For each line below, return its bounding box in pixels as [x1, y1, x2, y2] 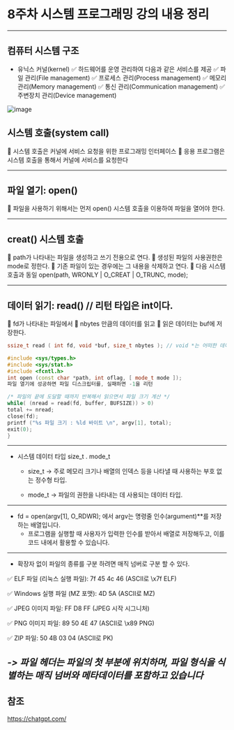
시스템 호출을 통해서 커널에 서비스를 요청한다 [7, 155, 129, 164]
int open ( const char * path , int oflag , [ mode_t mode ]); [7, 374, 182, 381]
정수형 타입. [35, 476, 68, 484]
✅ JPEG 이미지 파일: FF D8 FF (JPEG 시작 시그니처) [7, 604, 150, 613]
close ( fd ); [7, 413, 39, 420]
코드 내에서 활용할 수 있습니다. [27, 539, 110, 547]
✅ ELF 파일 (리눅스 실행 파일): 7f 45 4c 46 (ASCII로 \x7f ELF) [7, 574, 177, 583]
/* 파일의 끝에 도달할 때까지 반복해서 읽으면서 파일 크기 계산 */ [7, 393, 171, 400]
